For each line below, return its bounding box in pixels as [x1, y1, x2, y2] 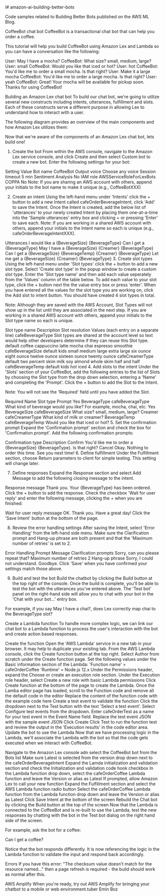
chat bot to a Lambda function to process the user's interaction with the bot [5, 626, 158, 631]
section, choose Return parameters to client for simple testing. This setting [5, 455, 156, 461]
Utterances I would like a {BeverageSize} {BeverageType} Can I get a [5, 240, 145, 246]
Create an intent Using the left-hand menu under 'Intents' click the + [12, 194, 151, 199]
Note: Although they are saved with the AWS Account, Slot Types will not [5, 302, 153, 307]
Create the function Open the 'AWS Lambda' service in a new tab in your [5, 640, 152, 646]
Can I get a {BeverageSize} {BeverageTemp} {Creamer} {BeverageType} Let [5, 251, 159, 256]
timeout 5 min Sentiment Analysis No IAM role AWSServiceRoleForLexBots [5, 174, 156, 179]
